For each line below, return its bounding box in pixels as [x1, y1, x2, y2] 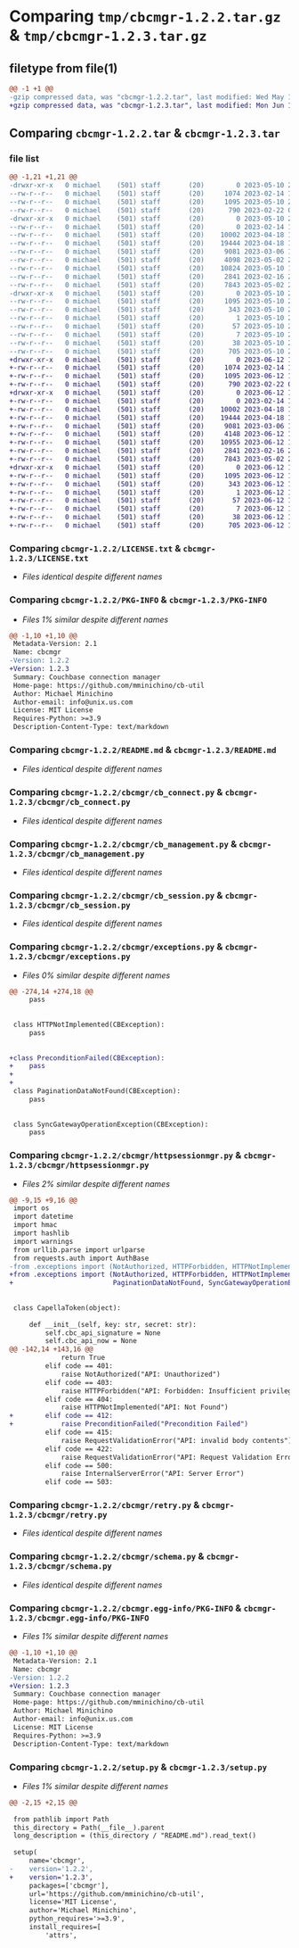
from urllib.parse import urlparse [12, 1245, 145, 1255]
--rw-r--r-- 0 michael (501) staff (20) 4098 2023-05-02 [9, 256, 285, 265]
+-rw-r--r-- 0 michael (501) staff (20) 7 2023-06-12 [9, 504, 285, 514]
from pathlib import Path [12, 1814, 109, 1824]
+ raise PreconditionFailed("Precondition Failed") [9, 1420, 249, 1429]
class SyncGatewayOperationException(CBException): [12, 1120, 209, 1129]
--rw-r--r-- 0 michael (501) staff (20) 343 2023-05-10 [9, 305, 285, 314]
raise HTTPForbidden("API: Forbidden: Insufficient [61, 1386, 256, 1396]
